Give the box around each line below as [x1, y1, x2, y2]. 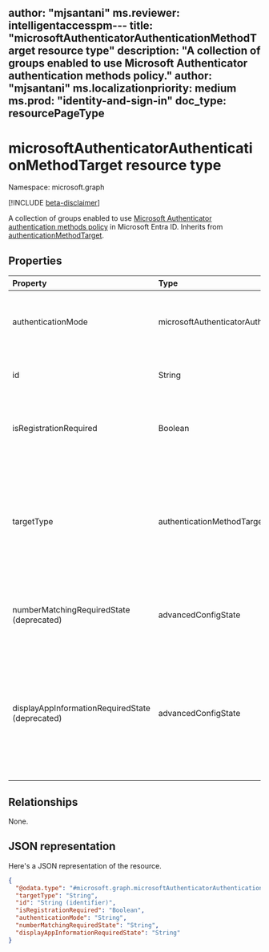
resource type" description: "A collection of [37, 44, 261, 58]
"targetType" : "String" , [15, 891, 98, 900]
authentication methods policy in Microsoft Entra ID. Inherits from [8, 222, 223, 232]
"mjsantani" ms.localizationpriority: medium [8, 82, 237, 96]
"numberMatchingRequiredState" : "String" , [15, 921, 159, 930]
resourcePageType [8, 107, 105, 120]
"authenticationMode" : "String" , [15, 914, 127, 922]
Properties [8, 254, 62, 267]
